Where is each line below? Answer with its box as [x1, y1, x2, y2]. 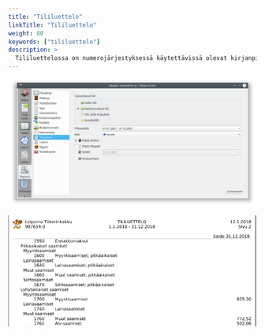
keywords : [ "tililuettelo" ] [8, 38, 101, 46]
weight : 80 [8, 29, 44, 37]
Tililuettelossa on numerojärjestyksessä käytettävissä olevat [15, 54, 227, 62]
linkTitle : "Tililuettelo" [8, 20, 97, 29]
